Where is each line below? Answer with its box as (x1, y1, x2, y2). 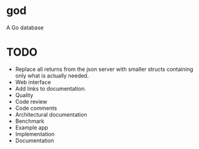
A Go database (6, 24, 44, 31)
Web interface (15, 78, 51, 85)
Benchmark (15, 117, 45, 125)
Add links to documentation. (15, 85, 87, 92)
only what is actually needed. (15, 71, 89, 79)
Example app (15, 123, 49, 131)
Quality (15, 91, 34, 98)
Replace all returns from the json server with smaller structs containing (15, 65, 194, 73)
